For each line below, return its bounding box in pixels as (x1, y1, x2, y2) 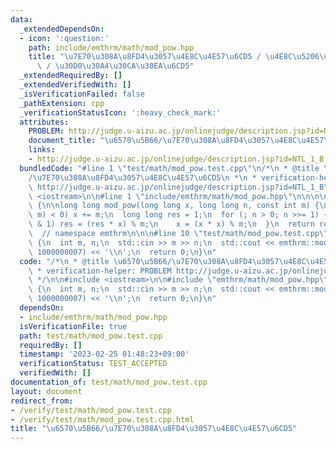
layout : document (10, 386, 83, 396)
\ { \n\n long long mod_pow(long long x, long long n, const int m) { (28, 201, 320, 211)
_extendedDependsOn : (19, 24, 105, 34)
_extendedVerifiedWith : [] (19, 80, 132, 90)
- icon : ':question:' (19, 33, 110, 43)
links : (28, 145, 56, 155)
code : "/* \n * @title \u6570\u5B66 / (19, 256, 172, 266)
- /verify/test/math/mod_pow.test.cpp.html (10, 414, 195, 425)
